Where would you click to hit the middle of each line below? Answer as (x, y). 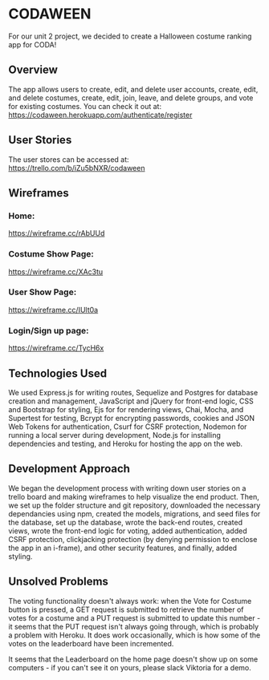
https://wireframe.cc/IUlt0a (53, 310)
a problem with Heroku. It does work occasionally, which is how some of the (134, 635)
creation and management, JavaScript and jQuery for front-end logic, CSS (131, 401)
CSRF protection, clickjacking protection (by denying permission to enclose (133, 539)
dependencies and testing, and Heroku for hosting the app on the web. (126, 443)
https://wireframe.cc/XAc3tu (56, 271)
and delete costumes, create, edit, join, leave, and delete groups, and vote (131, 98)
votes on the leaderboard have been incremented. (91, 643)
